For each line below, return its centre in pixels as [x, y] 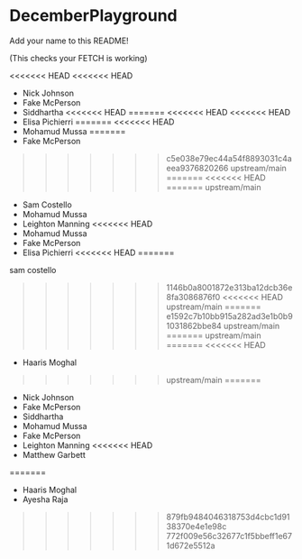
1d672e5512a [191, 545]
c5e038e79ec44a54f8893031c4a [229, 158]
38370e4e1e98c [197, 526]
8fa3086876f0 [193, 297]
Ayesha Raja [45, 499]
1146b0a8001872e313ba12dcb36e [229, 287]
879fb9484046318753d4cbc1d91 [228, 517]
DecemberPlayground [93, 16]
